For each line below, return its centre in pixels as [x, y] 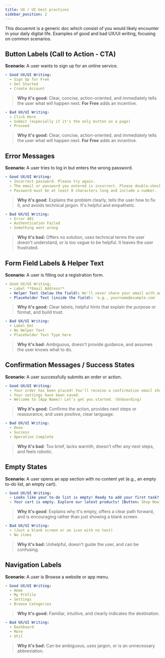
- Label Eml [22, 326]
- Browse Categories [30, 604]
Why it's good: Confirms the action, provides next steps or [77, 409]
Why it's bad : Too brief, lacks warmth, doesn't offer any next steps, [85, 446]
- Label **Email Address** [37, 288]
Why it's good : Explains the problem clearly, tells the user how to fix [86, 200]
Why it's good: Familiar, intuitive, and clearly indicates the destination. [88, 613]
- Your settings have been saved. [45, 395]
